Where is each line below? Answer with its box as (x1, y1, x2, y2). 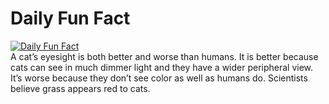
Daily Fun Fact (10, 7, 131, 30)
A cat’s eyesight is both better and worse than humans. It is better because (10, 50, 319, 62)
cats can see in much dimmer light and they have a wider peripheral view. (10, 61, 314, 73)
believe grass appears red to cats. (10, 82, 151, 94)
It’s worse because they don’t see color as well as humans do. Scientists (10, 72, 308, 84)
